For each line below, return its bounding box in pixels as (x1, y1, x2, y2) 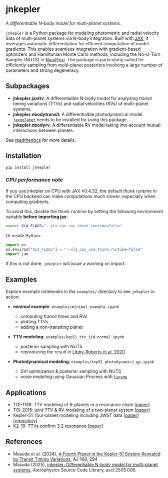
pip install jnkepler (5, 165, 51, 170)
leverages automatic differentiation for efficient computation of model (5, 40, 149, 46)
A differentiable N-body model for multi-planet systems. (5, 20, 121, 26)
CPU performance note (5, 176, 63, 183)
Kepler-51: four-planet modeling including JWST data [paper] (12, 412, 139, 418)
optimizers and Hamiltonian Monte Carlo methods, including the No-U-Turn (5, 51, 160, 57)
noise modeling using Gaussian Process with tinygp (20, 373, 127, 380)
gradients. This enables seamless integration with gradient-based (5, 46, 141, 52)
